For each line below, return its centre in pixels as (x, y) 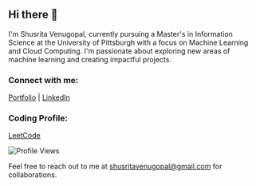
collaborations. (33, 175)
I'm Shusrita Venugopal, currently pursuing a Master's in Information (121, 34)
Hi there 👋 (33, 15)
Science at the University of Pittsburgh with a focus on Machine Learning (128, 42)
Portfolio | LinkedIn (39, 97)
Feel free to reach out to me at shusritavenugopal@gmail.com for (115, 166)
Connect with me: (43, 80)
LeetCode (25, 136)
